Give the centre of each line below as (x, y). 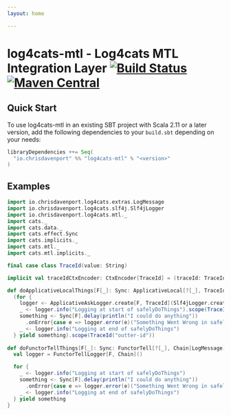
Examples (29, 186)
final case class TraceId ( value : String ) (67, 266)
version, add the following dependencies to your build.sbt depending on (111, 132)
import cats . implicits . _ (43, 241)
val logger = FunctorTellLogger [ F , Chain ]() (78, 354)
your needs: (24, 139)
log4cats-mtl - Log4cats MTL (93, 53)
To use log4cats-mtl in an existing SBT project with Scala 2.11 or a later (107, 125)
